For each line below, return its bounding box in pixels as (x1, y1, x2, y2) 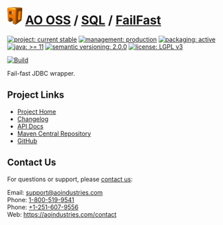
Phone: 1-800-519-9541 (7, 195, 74, 204)
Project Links (7, 89, 65, 101)
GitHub (17, 136, 38, 144)
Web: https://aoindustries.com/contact (7, 210, 117, 218)
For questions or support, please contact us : (7, 175, 133, 183)
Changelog (17, 114, 49, 123)
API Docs (17, 122, 43, 130)
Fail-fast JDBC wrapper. (7, 69, 76, 77)
